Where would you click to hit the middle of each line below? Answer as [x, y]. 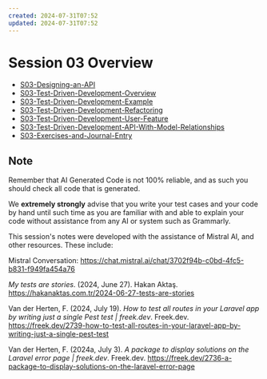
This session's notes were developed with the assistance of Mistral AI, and [131, 237]
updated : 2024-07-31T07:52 [53, 23]
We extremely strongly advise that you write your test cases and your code [133, 204]
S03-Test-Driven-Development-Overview [88, 94]
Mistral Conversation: [44, 261]
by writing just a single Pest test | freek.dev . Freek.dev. [99, 317]
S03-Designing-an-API [58, 85]
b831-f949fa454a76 [42, 269]
